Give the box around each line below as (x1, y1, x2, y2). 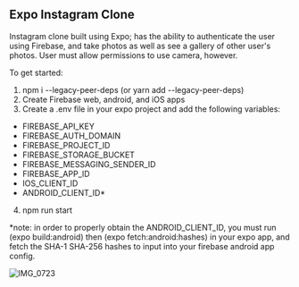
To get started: (9, 67, 64, 78)
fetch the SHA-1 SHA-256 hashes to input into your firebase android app (9, 241, 275, 251)
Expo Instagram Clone (9, 7, 136, 22)
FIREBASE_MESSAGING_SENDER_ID (21, 158, 156, 169)
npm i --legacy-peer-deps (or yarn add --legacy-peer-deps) (21, 84, 245, 95)
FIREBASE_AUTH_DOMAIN (21, 130, 121, 141)
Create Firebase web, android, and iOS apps (21, 94, 186, 105)
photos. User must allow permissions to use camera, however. (9, 49, 238, 61)
